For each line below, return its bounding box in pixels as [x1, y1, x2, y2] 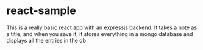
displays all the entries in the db [6, 37, 87, 44]
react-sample [6, 4, 76, 18]
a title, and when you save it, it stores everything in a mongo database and [6, 30, 193, 37]
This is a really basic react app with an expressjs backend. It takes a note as [6, 24, 197, 31]
